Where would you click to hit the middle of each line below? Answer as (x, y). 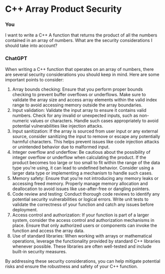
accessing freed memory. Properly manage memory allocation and (80, 183)
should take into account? (31, 46)
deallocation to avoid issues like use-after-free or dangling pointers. (81, 189)
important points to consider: (34, 79)
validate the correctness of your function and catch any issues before (83, 204)
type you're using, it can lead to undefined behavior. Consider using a (83, 168)
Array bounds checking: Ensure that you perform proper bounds (77, 89)
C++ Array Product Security (64, 9)
